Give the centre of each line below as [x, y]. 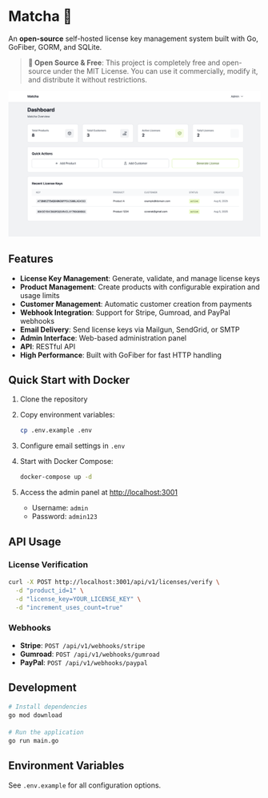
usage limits [40, 295]
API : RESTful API [48, 346]
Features [31, 259]
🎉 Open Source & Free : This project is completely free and [124, 62]
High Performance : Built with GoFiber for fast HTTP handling [121, 355]
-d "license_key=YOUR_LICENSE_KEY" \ [78, 599]
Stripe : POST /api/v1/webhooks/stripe [82, 645]
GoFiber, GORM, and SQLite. [55, 46]
